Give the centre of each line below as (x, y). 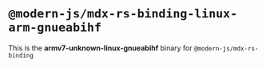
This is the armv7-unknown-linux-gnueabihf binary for (101, 48)
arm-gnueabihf (55, 28)
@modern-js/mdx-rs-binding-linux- (123, 14)
